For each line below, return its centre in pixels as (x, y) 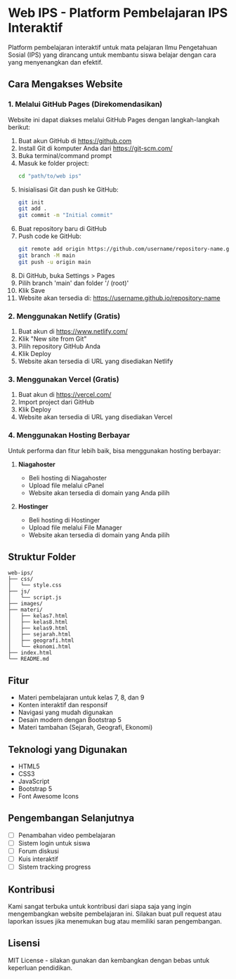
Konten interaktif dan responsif (63, 705)
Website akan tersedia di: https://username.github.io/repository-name (119, 298)
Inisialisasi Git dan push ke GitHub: (68, 189)
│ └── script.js (35, 598)
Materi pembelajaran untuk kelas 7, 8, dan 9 (81, 697)
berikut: (19, 127)
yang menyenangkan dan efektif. (55, 62)
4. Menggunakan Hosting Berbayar (69, 435)
